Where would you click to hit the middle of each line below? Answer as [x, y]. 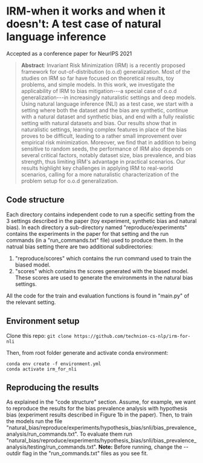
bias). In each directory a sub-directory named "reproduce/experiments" [97, 227]
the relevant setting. [31, 302]
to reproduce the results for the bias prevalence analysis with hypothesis [97, 409]
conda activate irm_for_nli [42, 369]
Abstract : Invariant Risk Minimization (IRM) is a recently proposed [103, 65]
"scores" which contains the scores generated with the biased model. [102, 271]
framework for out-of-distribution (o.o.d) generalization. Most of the [105, 71]
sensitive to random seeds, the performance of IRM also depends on [106, 149]
